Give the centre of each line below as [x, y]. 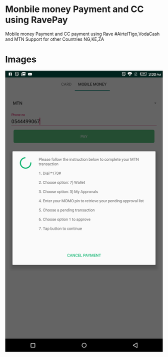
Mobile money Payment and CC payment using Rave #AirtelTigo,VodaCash [82, 34]
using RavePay [36, 20]
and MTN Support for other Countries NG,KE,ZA [54, 39]
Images [21, 59]
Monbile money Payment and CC [74, 9]
